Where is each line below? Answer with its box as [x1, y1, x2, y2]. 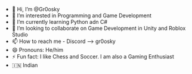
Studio [11, 31, 28, 38]
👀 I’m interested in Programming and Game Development [11, 12, 152, 19]
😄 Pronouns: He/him [11, 47, 64, 53]
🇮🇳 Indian [11, 61, 38, 69]
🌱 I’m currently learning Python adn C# [11, 18, 108, 25]
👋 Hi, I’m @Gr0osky [11, 6, 60, 13]
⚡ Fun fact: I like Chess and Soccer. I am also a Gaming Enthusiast [11, 53, 175, 60]
